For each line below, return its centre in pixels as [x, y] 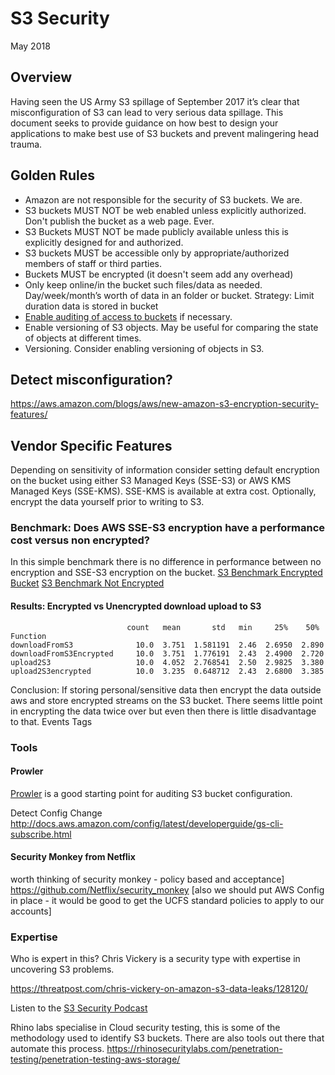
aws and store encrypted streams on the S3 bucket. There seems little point [166, 700]
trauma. [26, 144]
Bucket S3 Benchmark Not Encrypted [87, 583]
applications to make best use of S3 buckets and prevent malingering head [164, 133]
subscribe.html [41, 834]
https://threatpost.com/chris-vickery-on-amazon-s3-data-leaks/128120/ [159, 989]
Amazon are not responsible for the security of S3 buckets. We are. [163, 199]
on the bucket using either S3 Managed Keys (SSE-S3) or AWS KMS [151, 481]
